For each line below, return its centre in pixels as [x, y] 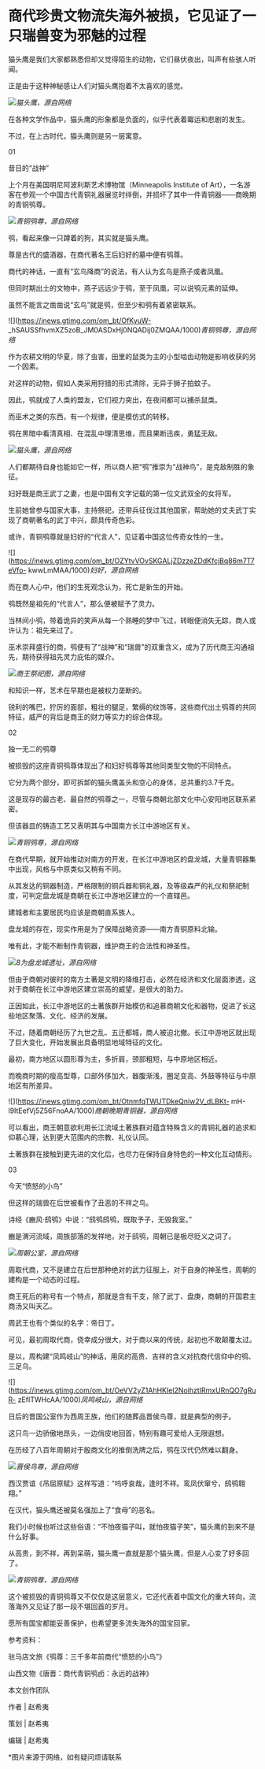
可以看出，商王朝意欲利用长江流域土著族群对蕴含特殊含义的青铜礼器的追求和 [132, 1127]
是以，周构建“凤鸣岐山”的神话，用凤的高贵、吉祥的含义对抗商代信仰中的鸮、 [132, 1356]
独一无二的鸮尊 [32, 748]
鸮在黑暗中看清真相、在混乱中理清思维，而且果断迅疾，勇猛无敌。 [115, 433]
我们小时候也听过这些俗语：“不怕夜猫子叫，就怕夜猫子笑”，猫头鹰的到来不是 [132, 1526]
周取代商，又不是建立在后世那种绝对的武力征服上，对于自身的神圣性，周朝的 [132, 1270]
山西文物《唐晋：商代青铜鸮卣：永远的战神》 [81, 1673]
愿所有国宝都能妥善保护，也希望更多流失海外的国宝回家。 [101, 1623]
